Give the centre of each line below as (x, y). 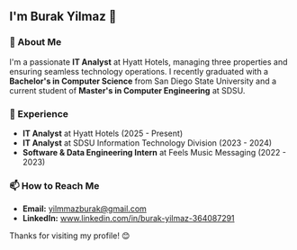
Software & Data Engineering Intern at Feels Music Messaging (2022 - (154, 152)
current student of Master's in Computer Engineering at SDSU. (127, 90)
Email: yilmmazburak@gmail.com (84, 209)
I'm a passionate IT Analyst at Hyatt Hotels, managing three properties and (148, 62)
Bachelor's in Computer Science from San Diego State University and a (143, 81)
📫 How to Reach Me (54, 185)
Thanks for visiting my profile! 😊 (70, 236)
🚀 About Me (36, 42)
